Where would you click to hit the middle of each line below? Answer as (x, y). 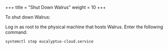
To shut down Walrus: (28, 17)
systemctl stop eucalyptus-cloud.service (49, 41)
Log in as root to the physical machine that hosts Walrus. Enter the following (84, 27)
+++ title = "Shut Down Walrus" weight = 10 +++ (55, 7)
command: (16, 32)
